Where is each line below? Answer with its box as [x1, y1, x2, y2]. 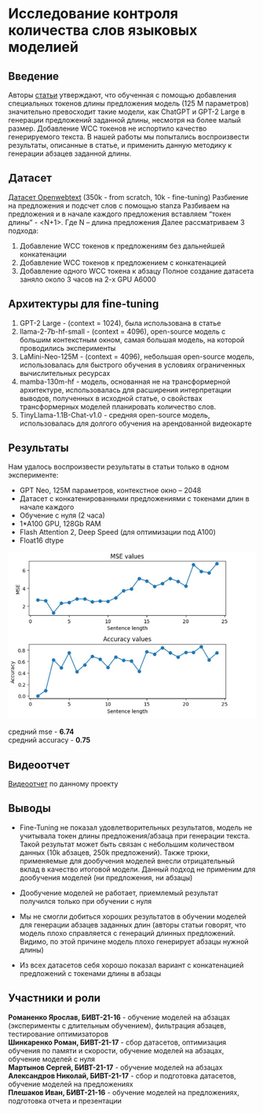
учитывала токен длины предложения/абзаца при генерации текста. [19, 831, 250, 840]
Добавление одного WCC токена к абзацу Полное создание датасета [19, 266, 254, 275]
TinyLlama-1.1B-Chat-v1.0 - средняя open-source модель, [19, 410, 210, 419]
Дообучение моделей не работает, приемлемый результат [19, 888, 218, 897]
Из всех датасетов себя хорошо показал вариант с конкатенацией [19, 960, 244, 970]
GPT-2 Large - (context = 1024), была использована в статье [19, 318, 221, 327]
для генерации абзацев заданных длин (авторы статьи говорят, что [19, 920, 247, 929]
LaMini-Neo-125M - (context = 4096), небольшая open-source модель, [19, 352, 255, 361]
